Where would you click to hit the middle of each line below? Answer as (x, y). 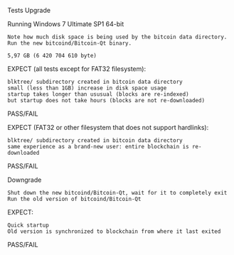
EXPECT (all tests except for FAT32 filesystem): (77, 69)
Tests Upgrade (29, 10)
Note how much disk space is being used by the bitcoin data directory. (117, 37)
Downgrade (25, 180)
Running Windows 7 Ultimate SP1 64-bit (66, 24)
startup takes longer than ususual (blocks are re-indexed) (99, 94)
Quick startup (28, 225)
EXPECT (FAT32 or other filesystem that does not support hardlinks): (108, 128)
